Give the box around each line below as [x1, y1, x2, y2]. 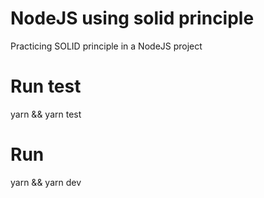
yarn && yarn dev [10, 176, 82, 188]
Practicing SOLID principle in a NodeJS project [10, 40, 203, 52]
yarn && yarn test [10, 108, 82, 120]
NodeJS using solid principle [10, 7, 255, 30]
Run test [10, 75, 82, 98]
